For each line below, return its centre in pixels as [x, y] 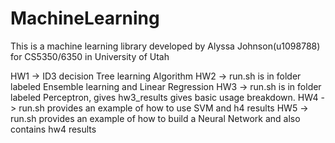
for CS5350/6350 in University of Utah [90, 56]
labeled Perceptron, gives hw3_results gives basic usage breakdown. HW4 [164, 97]
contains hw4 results [53, 129]
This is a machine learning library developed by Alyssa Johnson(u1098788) [165, 46]
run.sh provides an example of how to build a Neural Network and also [155, 118]
